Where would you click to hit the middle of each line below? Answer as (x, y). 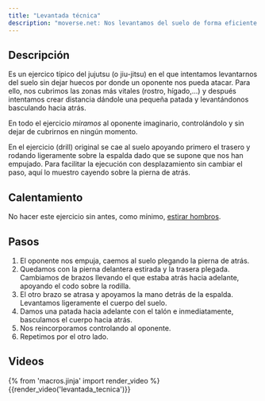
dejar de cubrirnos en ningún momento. (73, 132)
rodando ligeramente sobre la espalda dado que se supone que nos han (126, 156)
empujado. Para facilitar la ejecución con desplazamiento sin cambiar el (126, 164)
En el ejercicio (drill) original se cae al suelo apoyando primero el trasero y (129, 147)
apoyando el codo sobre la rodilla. (75, 286)
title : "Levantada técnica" (55, 15)
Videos (26, 362)
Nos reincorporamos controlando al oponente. (95, 328)
